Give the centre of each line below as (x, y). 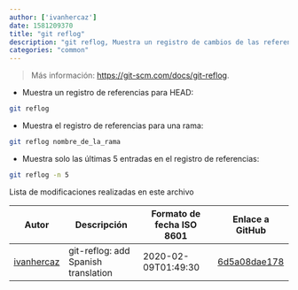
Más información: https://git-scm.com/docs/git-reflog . (130, 75)
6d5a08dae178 (251, 262)
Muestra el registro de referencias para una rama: (113, 126)
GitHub (251, 230)
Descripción (102, 225)
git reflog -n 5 (39, 175)
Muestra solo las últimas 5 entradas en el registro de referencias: (141, 158)
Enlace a (251, 219)
